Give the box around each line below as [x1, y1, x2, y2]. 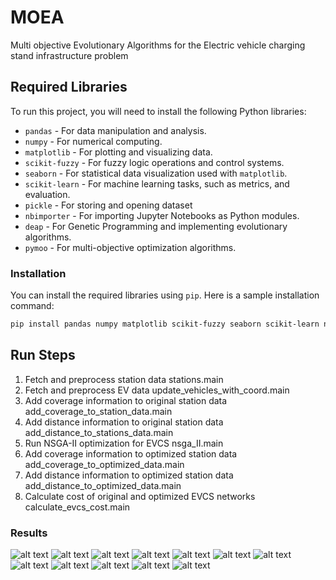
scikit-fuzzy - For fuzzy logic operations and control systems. [24, 156, 285, 168]
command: [10, 300, 55, 312]
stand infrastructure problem [10, 49, 129, 61]
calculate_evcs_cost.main [24, 501, 131, 513]
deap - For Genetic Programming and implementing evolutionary [24, 220, 288, 232]
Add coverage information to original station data [24, 394, 228, 406]
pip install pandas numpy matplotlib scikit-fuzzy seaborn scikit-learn [10, 319, 320, 330]
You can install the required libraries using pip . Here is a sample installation [10, 289, 320, 301]
